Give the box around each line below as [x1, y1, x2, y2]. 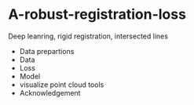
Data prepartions [19, 46, 75, 56]
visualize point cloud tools [19, 80, 104, 89]
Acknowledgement [19, 88, 81, 97]
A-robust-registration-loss [8, 5, 187, 24]
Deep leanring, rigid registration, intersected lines [8, 31, 169, 41]
